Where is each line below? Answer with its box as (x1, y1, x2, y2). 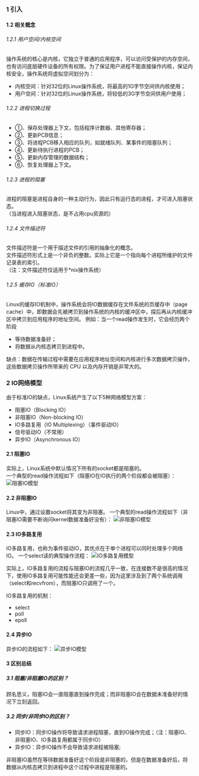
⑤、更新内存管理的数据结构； (14, 153, 90, 161)
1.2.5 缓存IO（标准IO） (6, 281, 61, 288)
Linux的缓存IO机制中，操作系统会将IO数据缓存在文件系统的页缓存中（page (6, 300, 188, 307)
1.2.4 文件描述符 (6, 225, 46, 232)
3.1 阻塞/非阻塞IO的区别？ (6, 674, 69, 682)
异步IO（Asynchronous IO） (14, 435, 84, 442)
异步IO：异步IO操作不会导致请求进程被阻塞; (14, 743, 121, 751)
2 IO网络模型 (6, 379, 43, 387)
